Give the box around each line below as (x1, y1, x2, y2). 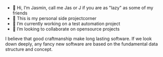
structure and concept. (5, 46, 53, 52)
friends (12, 10, 28, 16)
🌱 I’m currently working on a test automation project (12, 20, 121, 26)
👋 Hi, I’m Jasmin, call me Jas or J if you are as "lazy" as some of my (12, 5, 153, 10)
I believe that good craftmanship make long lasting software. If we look (5, 35, 152, 41)
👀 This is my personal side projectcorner (12, 15, 97, 21)
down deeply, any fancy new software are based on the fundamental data (5, 41, 158, 47)
